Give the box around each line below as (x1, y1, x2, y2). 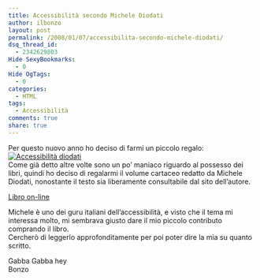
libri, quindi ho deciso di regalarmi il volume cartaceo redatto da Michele (8, 168, 243, 177)
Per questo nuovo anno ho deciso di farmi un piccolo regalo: (8, 143, 205, 152)
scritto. (8, 241, 32, 250)
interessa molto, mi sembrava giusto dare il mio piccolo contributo (8, 215, 223, 225)
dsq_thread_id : (8, 41, 58, 49)
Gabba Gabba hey (8, 256, 67, 265)
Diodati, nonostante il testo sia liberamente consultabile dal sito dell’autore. (8, 177, 251, 186)
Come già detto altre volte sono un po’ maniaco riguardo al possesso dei (8, 159, 244, 170)
